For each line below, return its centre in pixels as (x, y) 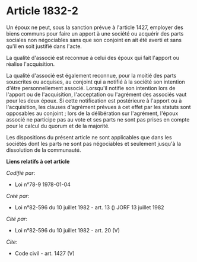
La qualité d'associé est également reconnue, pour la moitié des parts (91, 75)
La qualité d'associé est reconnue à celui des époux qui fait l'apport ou (93, 57)
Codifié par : (21, 172)
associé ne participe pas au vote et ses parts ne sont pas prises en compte (98, 119)
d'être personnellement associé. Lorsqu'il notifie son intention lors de (91, 88)
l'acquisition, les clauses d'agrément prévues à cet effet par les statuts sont (99, 107)
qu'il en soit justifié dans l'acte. (44, 46)
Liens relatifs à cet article (38, 161)
